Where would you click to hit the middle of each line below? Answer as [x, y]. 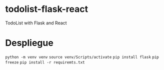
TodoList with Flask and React [36, 23]
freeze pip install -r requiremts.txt [45, 62]
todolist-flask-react [47, 9]
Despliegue [29, 43]
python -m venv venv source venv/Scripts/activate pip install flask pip [82, 57]
